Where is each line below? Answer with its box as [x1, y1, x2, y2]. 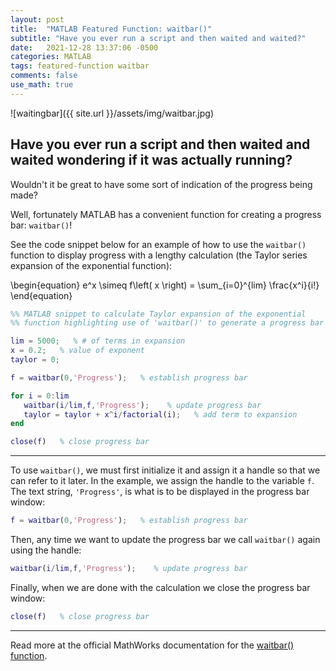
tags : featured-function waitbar [10, 61, 150, 71]
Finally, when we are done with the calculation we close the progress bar [10, 581, 311, 593]
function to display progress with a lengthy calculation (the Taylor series [10, 249, 308, 261]
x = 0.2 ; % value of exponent [10, 346, 145, 356]
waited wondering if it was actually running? [10, 152, 293, 169]
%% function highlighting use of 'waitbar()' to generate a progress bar [10, 318, 325, 328]
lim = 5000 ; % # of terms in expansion [10, 336, 186, 346]
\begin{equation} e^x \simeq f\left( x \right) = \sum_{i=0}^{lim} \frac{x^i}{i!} [10, 279, 320, 291]
